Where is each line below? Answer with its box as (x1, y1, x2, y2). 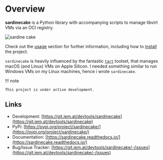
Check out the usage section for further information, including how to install (5, 43, 157, 49)
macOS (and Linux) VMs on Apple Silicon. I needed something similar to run (5, 63, 157, 69)
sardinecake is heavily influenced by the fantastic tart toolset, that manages (5, 58, 158, 64)
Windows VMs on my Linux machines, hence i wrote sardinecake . (5, 68, 136, 74)
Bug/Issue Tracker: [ (12, 144, 54, 150)
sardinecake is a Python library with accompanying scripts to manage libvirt (5, 19, 158, 25)
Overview (5, 3, 45, 15)
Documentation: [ (12, 134, 47, 140)
